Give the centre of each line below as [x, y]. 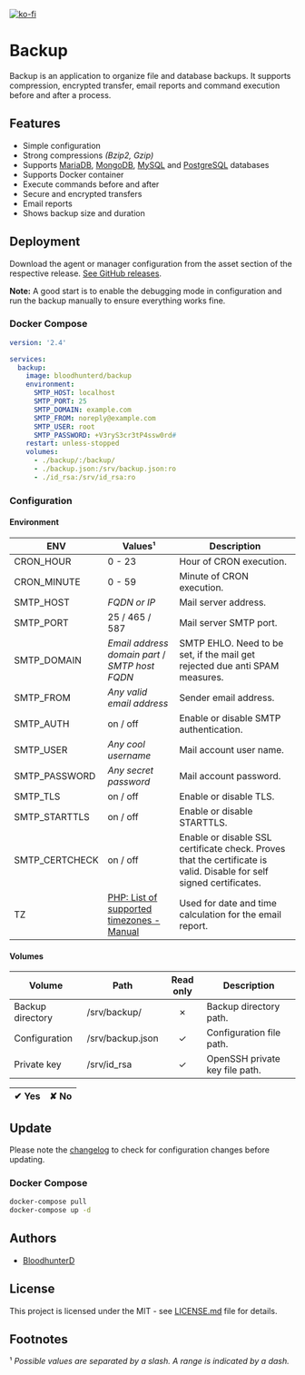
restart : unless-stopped [73, 444]
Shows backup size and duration [84, 213]
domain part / [137, 654]
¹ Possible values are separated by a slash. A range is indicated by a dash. [149, 1361]
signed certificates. [220, 883]
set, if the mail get [217, 654]
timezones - [134, 920]
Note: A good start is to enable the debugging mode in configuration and [146, 291]
